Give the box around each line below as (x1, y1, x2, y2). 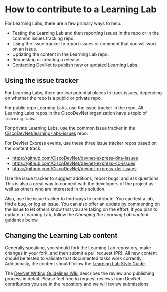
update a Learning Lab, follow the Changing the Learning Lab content (5, 211, 149, 217)
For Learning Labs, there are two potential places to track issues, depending (5, 89, 162, 96)
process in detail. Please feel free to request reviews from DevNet (5, 275, 141, 281)
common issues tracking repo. (12, 35, 75, 41)
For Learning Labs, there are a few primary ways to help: (5, 20, 122, 26)
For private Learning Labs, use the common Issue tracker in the (5, 125, 136, 131)
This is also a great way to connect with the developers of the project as (5, 180, 154, 186)
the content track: (5, 145, 42, 151)
